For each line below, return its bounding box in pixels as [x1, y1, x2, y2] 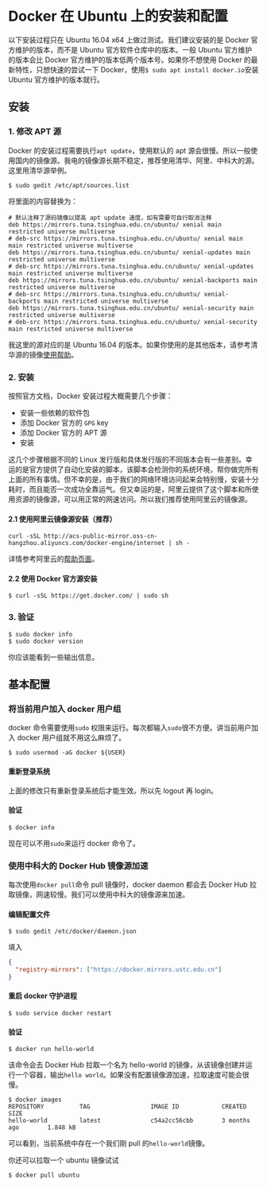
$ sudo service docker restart [8, 1010, 112, 1018]
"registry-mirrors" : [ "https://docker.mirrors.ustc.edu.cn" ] [15, 966, 222, 974]
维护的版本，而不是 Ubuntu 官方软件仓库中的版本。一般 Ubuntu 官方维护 [14, 44, 253, 54]
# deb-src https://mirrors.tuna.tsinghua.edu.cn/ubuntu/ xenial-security [8, 318, 258, 326]
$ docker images [8, 1096, 62, 1104]
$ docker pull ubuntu [8, 1171, 80, 1180]
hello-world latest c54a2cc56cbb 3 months [8, 1117, 250, 1125]
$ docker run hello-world [8, 1046, 94, 1054]
